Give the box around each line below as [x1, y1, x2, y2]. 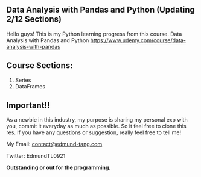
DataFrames [14, 82, 46, 90]
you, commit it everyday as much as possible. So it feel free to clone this [6, 123, 187, 130]
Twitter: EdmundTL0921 [6, 152, 66, 160]
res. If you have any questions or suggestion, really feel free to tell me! [6, 129, 182, 136]
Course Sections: [6, 60, 74, 71]
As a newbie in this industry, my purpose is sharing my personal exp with [6, 116, 188, 123]
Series [14, 76, 31, 84]
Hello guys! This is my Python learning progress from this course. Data [6, 30, 182, 37]
